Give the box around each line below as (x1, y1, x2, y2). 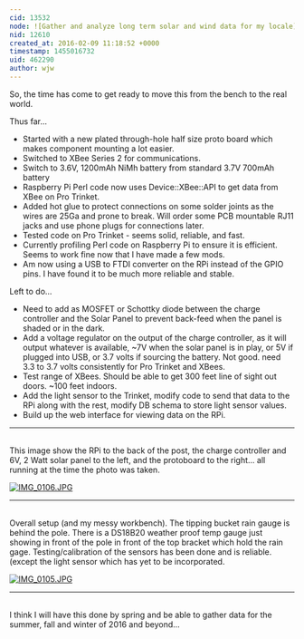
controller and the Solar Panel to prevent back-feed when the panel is (22, 313, 282, 324)
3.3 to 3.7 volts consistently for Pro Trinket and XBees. (22, 361, 226, 372)
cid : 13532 (9, 13, 51, 23)
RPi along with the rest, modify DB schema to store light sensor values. (22, 400, 287, 411)
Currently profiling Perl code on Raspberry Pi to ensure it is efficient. (22, 239, 278, 250)
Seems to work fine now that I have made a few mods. (22, 248, 225, 259)
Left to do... (9, 286, 52, 296)
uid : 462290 (9, 55, 54, 64)
